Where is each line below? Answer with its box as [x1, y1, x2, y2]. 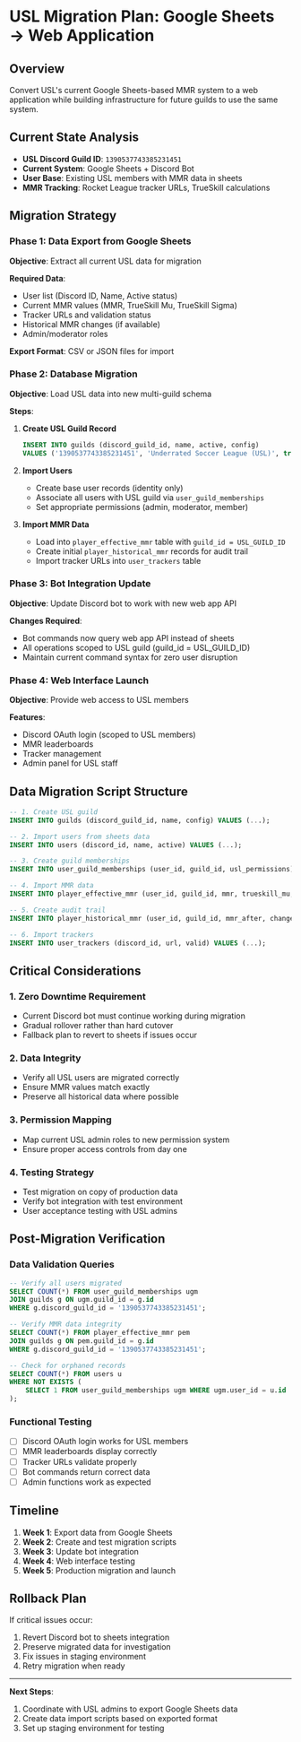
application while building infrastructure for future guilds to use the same [9, 94, 279, 105]
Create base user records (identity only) [35, 482, 184, 493]
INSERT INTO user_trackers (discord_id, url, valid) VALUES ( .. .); [9, 939, 267, 948]
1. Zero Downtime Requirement [9, 990, 146, 1002]
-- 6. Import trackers [9, 930, 94, 939]
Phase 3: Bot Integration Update [9, 577, 151, 590]
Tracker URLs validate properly [21, 1456, 137, 1467]
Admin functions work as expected [21, 1477, 151, 1487]
